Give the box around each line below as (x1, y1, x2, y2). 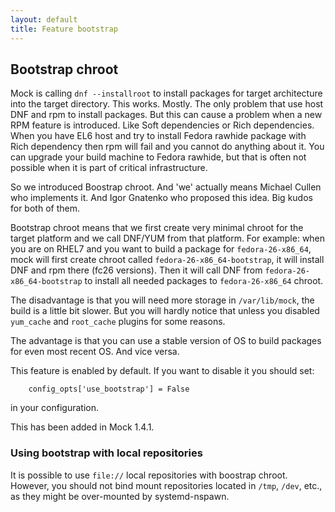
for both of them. (10, 202, 80, 215)
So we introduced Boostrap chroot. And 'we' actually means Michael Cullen (10, 181, 322, 193)
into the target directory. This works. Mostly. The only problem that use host (10, 98, 324, 110)
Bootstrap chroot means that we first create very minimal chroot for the (10, 222, 304, 234)
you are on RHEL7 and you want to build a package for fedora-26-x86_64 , (10, 243, 312, 255)
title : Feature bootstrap (10, 24, 118, 34)
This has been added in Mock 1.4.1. (10, 421, 155, 433)
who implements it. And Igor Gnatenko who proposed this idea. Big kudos (10, 192, 313, 204)
